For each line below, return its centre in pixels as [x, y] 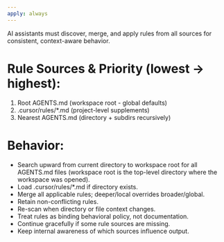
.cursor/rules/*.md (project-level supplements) [84, 110]
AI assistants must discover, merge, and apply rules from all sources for [110, 33]
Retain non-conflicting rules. [58, 201]
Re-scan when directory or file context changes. [86, 209]
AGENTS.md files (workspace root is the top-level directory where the [117, 172]
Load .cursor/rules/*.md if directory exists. [78, 187]
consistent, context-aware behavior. [59, 41]
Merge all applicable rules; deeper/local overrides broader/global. [111, 194]
